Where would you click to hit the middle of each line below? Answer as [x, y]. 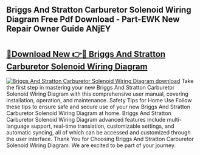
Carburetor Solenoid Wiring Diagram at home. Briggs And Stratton [89, 113]
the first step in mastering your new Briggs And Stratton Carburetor [91, 87]
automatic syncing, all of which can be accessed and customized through [98, 132]
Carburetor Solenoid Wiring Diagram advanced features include [86, 120]
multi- [174, 120]
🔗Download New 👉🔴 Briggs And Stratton [86, 54]
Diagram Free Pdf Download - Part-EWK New [93, 20]
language [18, 126]
